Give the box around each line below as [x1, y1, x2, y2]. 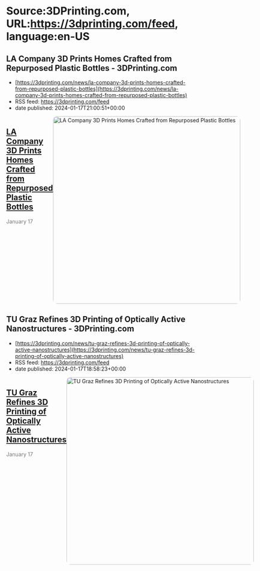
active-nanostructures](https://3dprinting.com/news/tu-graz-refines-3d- [14, 346, 195, 353]
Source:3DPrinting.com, [6, 4, 130, 18]
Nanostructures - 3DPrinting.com [6, 324, 135, 334]
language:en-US [6, 30, 90, 43]
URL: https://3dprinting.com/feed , [6, 17, 179, 31]
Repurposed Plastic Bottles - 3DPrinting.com [6, 63, 178, 73]
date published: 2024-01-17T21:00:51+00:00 [14, 104, 125, 112]
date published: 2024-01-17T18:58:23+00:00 [14, 365, 126, 372]
